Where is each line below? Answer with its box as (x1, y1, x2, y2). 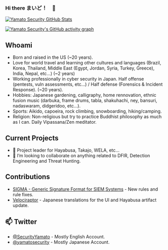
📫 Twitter (5, 218, 37, 226)
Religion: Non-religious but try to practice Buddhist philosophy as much (12, 114, 162, 120)
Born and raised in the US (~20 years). (12, 54, 93, 60)
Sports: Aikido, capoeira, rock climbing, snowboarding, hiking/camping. (12, 108, 162, 115)
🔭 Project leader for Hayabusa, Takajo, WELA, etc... (12, 147, 120, 153)
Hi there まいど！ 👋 (5, 4, 56, 11)
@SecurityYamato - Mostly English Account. (12, 233, 105, 239)
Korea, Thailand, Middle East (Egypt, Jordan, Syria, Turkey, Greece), (12, 65, 155, 72)
